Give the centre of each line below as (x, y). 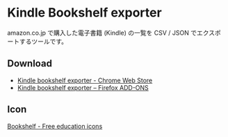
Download (30, 64)
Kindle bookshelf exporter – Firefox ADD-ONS (83, 87)
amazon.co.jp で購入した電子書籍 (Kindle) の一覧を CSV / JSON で (102, 33)
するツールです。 (43, 41)
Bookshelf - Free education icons (55, 126)
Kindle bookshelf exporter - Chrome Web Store (85, 80)
